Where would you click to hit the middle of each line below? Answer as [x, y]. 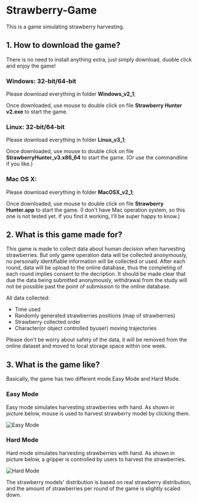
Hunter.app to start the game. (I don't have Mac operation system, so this [96, 210]
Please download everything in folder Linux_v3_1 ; [66, 140]
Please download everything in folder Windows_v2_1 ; [71, 94]
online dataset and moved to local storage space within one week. [86, 346]
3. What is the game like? [53, 364]
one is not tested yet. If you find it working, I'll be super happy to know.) [93, 216]
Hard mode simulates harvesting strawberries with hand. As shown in [90, 453]
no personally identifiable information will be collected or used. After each [96, 261]
